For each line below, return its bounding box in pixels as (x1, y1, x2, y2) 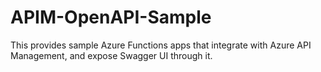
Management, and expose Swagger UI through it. (10, 49, 213, 61)
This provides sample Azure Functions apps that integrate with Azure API (10, 39, 312, 51)
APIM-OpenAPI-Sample (10, 6, 212, 29)
